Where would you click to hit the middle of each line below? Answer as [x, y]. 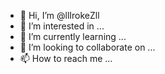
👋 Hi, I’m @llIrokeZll [59, 15]
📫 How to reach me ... [66, 58]
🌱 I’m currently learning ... [73, 36]
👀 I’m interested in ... [62, 26]
